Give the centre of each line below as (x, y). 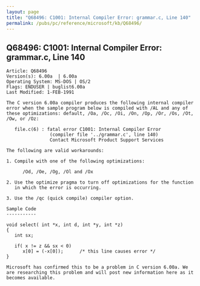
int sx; (24, 236)
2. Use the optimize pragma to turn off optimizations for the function (100, 182)
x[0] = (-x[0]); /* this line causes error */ (89, 251)
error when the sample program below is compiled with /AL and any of (97, 108)
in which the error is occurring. (58, 188)
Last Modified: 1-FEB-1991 (40, 92)
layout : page (23, 12)
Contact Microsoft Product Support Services (107, 140)
